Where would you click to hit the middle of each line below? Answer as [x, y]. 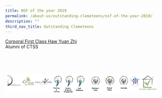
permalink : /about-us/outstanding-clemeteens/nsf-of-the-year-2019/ [79, 16]
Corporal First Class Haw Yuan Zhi [41, 41]
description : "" [22, 21]
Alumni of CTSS [22, 47]
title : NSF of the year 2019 [36, 11]
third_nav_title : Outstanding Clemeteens [50, 27]
